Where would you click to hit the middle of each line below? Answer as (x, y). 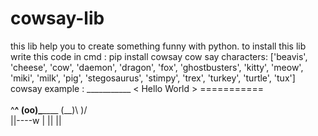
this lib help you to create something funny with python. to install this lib (158, 46)
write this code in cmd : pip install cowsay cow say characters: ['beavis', (159, 56)
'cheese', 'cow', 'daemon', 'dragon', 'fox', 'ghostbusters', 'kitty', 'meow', (157, 67)
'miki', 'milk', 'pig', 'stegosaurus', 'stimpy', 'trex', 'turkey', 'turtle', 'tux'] (153, 78)
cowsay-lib (57, 18)
